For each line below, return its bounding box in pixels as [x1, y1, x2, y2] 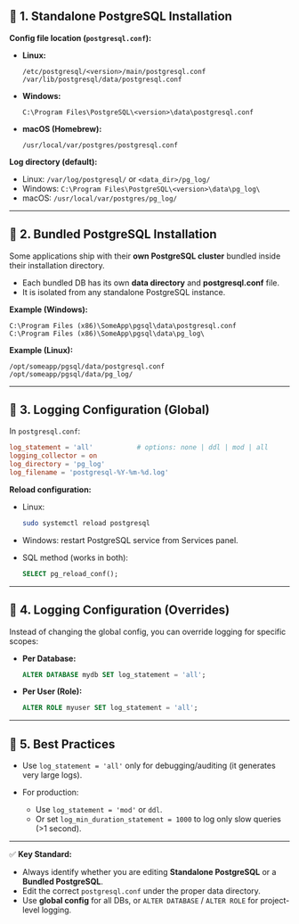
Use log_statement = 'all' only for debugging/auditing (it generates [21, 760, 276, 771]
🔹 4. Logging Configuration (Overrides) [9, 603, 230, 618]
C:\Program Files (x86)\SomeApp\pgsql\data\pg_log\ [9, 329, 205, 338]
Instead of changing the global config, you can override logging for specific [9, 626, 287, 637]
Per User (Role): [21, 686, 83, 697]
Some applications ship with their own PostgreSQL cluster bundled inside [9, 251, 281, 261]
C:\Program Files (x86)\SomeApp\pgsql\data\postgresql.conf [9, 321, 238, 330]
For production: [21, 787, 79, 798]
